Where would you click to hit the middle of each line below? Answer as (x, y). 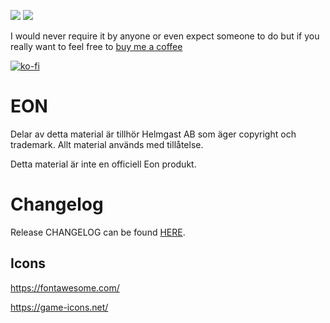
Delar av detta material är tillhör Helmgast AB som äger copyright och (153, 134)
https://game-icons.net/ (59, 307)
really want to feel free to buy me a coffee (96, 46)
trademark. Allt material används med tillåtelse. (107, 144)
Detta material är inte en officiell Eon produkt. (103, 164)
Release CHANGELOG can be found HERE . (98, 232)
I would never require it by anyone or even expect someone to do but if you (165, 36)
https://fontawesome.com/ (65, 287)
